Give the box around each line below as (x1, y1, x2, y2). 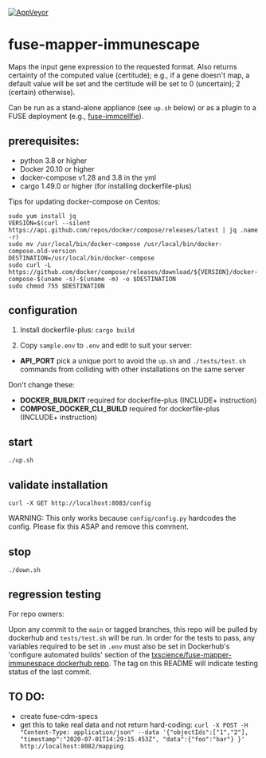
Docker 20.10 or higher (19, 164, 95, 173)
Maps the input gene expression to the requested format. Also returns (8, 62, 237, 71)
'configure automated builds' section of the (8, 649, 150, 659)
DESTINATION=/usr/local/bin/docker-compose (8, 254, 155, 262)
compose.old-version (8, 247, 77, 255)
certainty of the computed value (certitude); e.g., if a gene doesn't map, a (8, 70, 250, 80)
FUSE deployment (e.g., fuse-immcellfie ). (8, 111, 144, 121)
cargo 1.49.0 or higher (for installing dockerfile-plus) (19, 181, 193, 191)
